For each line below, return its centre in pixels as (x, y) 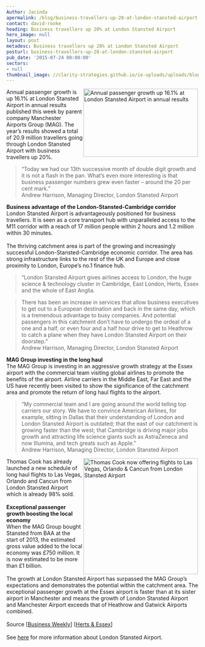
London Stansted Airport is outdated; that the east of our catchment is (110, 424)
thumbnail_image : (28, 75)
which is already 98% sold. (40, 494)
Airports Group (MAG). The (40, 125)
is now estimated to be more (42, 559)
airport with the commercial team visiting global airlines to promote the (95, 373)
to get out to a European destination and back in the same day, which (108, 309)
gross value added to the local (44, 547)
